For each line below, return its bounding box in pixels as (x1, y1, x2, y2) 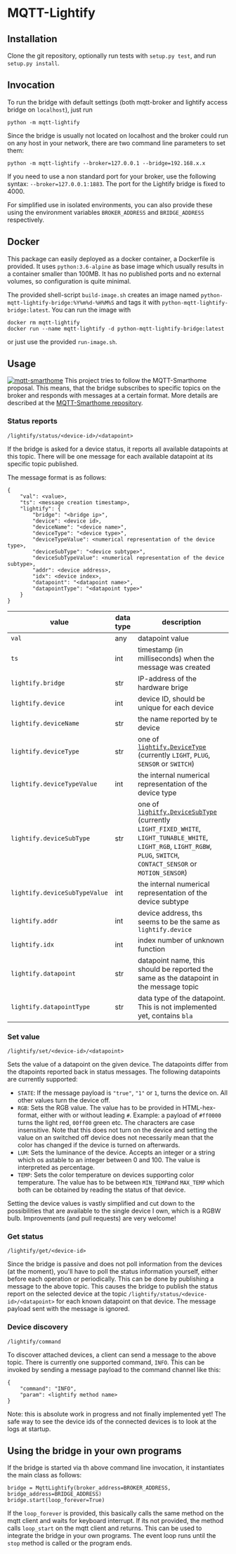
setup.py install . (7, 59, 60, 67)
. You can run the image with (48, 305, 131, 314)
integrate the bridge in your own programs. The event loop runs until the (7, 1532, 216, 1540)
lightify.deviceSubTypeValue (11, 888, 108, 897)
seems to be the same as (138, 916, 221, 926)
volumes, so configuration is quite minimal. (7, 277, 131, 285)
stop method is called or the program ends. (7, 1539, 132, 1548)
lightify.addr (11, 916, 58, 925)
